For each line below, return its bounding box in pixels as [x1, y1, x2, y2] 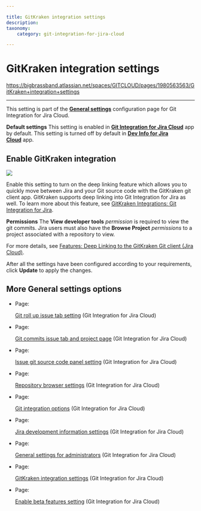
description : [6, 19, 39, 26]
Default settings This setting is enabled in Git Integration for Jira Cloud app [6, 124, 194, 131]
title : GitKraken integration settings [6, 14, 106, 20]
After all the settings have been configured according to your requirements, [6, 261, 193, 267]
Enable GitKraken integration [6, 154, 117, 164]
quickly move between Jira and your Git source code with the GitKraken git [6, 187, 191, 194]
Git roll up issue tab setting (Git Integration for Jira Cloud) [14, 312, 157, 319]
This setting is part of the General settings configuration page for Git [6, 106, 176, 113]
